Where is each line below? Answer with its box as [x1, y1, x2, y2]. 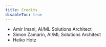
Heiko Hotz [12, 36, 37, 43]
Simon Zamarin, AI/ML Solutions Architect [12, 31, 101, 37]
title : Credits [5, 7, 38, 13]
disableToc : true [5, 12, 43, 17]
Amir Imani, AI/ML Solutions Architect [12, 26, 92, 32]
